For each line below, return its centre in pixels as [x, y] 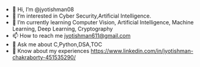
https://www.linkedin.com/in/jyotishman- [142, 51]
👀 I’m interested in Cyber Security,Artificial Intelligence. [82, 16]
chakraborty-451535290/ [44, 57]
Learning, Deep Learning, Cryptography [62, 29]
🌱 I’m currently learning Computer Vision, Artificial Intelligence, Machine [103, 22]
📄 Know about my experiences [51, 51]
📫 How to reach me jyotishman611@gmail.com [71, 36]
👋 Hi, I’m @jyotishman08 [43, 9]
